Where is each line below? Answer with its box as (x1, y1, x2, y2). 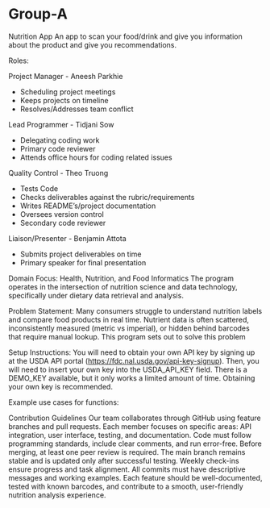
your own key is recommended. (8, 381, 113, 391)
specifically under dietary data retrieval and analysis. (8, 290, 184, 300)
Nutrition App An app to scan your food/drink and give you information (8, 31, 243, 41)
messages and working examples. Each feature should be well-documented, (8, 473, 263, 482)
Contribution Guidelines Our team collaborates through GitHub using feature (8, 413, 261, 423)
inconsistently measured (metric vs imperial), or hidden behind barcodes (8, 323, 250, 333)
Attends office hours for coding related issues (19, 152, 172, 162)
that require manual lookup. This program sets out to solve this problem (8, 331, 246, 341)
